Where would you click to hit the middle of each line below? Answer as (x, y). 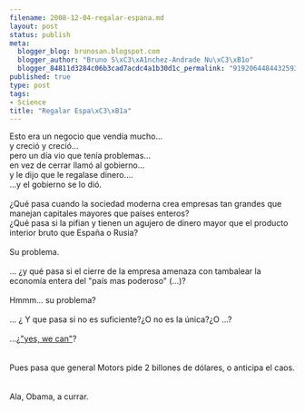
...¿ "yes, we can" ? (43, 339)
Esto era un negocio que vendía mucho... (86, 136)
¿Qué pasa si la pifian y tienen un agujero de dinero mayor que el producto (149, 223)
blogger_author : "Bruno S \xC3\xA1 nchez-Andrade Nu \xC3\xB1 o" (136, 60)
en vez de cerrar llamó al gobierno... (77, 165)
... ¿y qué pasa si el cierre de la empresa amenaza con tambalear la (135, 271)
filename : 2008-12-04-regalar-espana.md (87, 18)
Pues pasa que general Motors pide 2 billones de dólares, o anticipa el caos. (152, 367)
